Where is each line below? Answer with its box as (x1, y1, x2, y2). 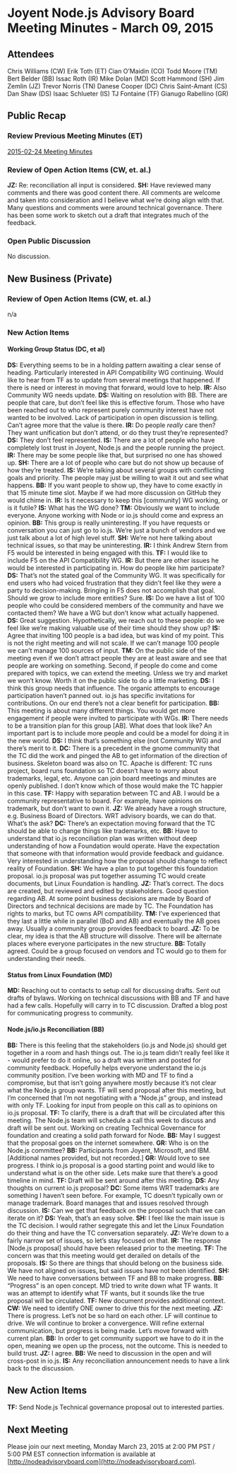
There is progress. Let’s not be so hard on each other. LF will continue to (7, 1311, 218, 1320)
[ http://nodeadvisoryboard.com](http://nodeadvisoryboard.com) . (7, 1457, 197, 1466)
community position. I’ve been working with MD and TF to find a (7, 1071, 194, 1079)
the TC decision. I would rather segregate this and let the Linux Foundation (7, 1221, 224, 1230)
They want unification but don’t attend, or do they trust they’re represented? (7, 429, 229, 437)
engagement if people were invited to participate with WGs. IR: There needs (7, 714, 229, 723)
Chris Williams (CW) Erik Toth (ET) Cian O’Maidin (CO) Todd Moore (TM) (7, 67, 218, 75)
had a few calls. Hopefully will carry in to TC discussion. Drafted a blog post (7, 1001, 228, 1010)
